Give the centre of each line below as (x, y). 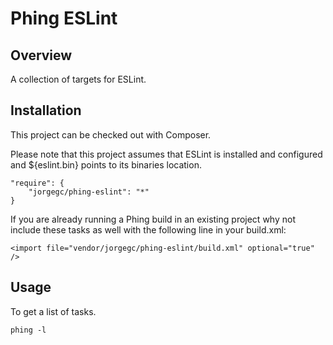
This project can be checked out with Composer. (111, 134)
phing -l (28, 330)
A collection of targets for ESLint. (78, 79)
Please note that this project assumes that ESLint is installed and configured (166, 154)
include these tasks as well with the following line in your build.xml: (148, 229)
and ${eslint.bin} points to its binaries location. (106, 164)
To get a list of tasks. (53, 311)
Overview (41, 55)
